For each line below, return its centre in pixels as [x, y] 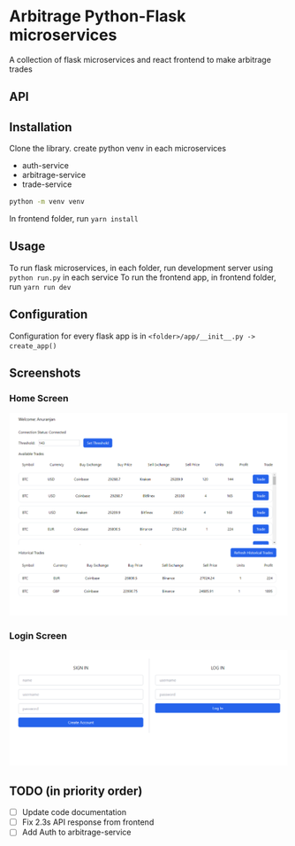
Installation [41, 127]
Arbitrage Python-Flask [98, 16]
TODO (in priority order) [76, 791]
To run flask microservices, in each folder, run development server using [141, 268]
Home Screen [39, 398]
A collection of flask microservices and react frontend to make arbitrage [140, 59]
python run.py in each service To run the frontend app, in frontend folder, [143, 277]
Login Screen [38, 635]
